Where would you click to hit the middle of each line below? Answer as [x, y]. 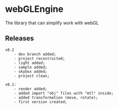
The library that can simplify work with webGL [52, 23]
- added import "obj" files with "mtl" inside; [64, 93]
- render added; [31, 89]
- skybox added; [31, 71]
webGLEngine [34, 9]
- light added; [30, 63]
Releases [20, 38]
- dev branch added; [35, 54]
